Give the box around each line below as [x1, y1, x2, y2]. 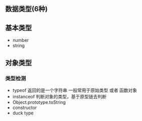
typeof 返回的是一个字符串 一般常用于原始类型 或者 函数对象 [12, 87, 137, 93]
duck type [12, 110, 34, 116]
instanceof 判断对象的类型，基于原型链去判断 [12, 93, 107, 99]
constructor [12, 104, 37, 110]
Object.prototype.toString [12, 99, 66, 105]
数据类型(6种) [5, 5, 48, 14]
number [12, 37, 29, 43]
